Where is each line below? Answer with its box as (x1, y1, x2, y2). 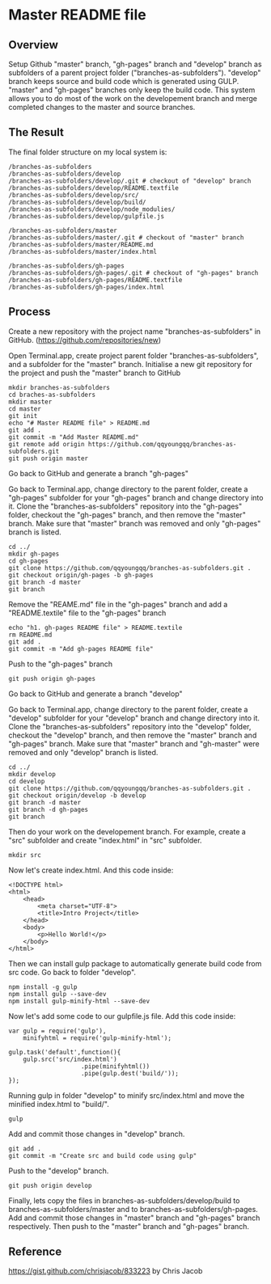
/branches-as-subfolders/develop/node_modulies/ (8, 205, 176, 213)
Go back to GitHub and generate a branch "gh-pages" (8, 468, 188, 478)
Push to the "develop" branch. (8, 1166, 109, 1176)
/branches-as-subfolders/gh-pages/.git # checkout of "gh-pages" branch (8, 268, 259, 277)
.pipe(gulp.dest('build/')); (80, 1069, 180, 1077)
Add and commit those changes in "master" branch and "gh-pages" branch (8, 1213, 260, 1223)
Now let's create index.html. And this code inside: (8, 865, 174, 875)
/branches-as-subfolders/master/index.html (8, 247, 158, 256)
